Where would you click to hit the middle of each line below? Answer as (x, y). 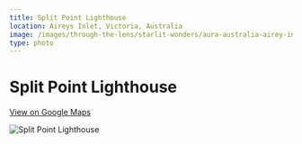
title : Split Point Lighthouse (68, 18)
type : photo (31, 43)
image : (22, 34)
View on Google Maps (50, 112)
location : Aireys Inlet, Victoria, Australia (96, 26)
